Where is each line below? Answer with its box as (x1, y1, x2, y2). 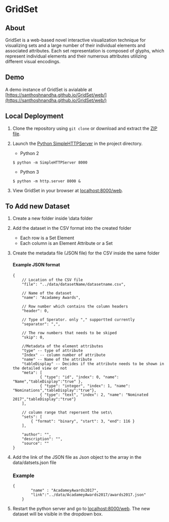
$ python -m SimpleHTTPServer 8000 (12, 160, 88, 165)
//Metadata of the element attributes (22, 343, 103, 349)
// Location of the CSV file (22, 277, 83, 282)
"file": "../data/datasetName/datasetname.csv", (22, 282, 126, 287)
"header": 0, (22, 308, 49, 314)
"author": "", (22, 432, 51, 437)
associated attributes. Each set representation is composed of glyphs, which (5, 48, 164, 54)
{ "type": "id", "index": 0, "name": (39, 375, 120, 380)
